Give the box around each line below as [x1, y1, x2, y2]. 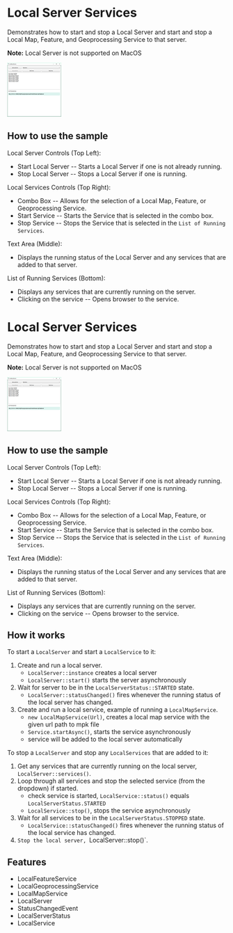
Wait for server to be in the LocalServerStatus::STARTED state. [17, 683, 195, 692]
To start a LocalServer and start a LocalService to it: [7, 648, 156, 656]
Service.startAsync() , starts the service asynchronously [27, 728, 191, 736]
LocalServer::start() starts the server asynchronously [27, 676, 186, 685]
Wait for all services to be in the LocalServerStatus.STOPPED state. [17, 814, 205, 822]
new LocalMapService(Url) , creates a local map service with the [27, 713, 210, 721]
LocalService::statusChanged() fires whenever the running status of [27, 821, 225, 829]
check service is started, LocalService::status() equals [27, 792, 190, 800]
